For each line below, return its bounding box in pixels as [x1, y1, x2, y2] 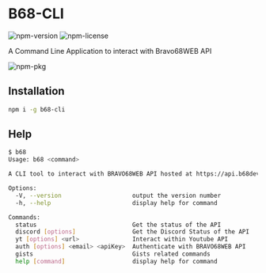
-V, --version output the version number [15, 191, 222, 199]
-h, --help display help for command [15, 199, 218, 207]
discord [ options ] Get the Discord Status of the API [15, 228, 249, 236]
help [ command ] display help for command [15, 257, 218, 265]
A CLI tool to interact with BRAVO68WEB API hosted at [8, 170, 193, 178]
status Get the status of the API [15, 221, 222, 229]
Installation [8, 85, 65, 98]
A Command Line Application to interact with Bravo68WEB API [8, 46, 212, 55]
